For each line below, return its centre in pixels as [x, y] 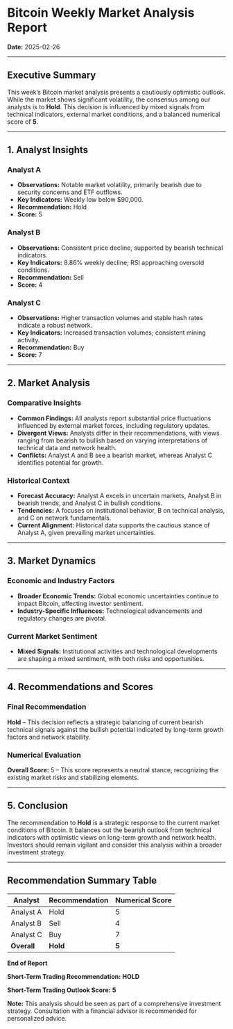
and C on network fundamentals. [64, 518]
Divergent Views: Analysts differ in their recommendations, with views [118, 433]
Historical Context [38, 480]
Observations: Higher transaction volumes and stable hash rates [110, 318]
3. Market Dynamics [52, 561]
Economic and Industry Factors [61, 581]
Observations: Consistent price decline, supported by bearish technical [120, 248]
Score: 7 [30, 355]
